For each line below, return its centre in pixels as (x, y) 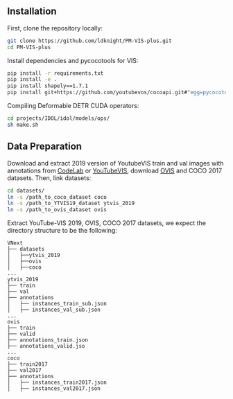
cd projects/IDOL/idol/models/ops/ (59, 118)
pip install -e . (32, 80)
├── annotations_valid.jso (46, 346)
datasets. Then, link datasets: (49, 178)
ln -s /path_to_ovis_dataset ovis (57, 210)
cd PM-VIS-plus (29, 47)
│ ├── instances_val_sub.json (54, 310)
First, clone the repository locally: (55, 28)
